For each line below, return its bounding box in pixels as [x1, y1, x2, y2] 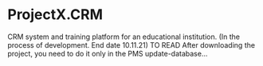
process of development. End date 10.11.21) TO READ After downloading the [7, 40, 256, 49]
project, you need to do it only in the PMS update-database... [7, 49, 208, 58]
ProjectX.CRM [7, 6, 104, 24]
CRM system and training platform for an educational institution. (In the [7, 32, 241, 41]
